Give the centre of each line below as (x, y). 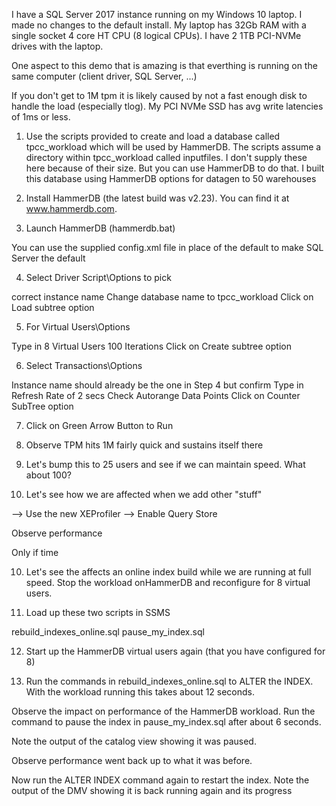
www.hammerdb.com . (71, 208)
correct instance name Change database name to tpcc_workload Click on (162, 297)
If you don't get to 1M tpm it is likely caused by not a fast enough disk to (159, 95)
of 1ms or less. (41, 117)
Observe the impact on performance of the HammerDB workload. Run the (163, 711)
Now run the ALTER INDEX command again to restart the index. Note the (160, 780)
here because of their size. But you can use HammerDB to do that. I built (175, 168)
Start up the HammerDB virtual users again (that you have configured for (175, 651)
